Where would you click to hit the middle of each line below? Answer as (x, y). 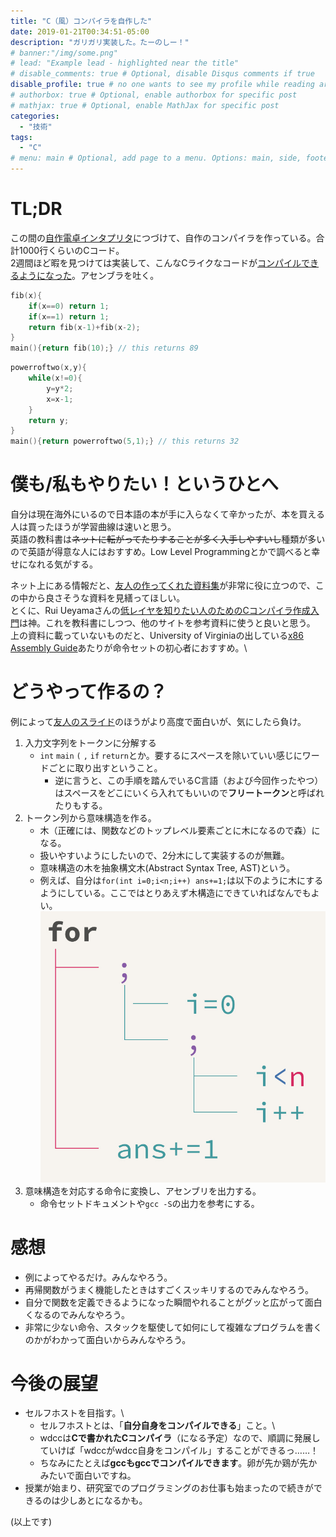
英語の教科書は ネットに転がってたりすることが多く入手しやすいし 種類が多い (168, 539)
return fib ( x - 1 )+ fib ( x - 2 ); (84, 327)
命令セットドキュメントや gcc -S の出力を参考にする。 (149, 1203)
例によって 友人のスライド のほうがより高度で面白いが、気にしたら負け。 (158, 722)
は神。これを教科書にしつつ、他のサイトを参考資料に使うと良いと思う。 (167, 623)
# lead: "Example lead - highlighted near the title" (125, 63)
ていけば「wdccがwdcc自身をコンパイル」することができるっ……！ (179, 1451)
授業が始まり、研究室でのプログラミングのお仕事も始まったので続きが (169, 1488)
